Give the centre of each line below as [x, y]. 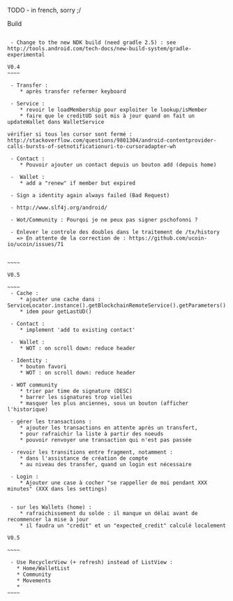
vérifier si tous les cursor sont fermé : [70, 134]
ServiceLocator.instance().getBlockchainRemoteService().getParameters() [117, 305]
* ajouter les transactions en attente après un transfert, [109, 428]
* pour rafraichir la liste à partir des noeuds [92, 434]
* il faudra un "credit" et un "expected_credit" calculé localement [123, 526]
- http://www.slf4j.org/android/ [59, 208]
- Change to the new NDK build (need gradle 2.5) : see [93, 43]
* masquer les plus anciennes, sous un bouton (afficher [104, 403]
